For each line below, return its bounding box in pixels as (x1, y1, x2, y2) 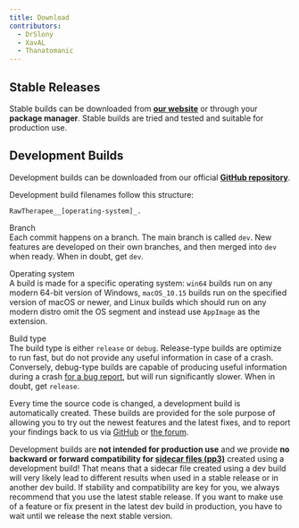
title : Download (9, 13, 70, 22)
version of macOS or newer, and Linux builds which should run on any (9, 296, 267, 307)
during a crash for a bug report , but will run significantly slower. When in (9, 370, 275, 381)
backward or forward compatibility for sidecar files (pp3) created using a (9, 453, 285, 464)
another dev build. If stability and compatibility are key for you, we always (9, 481, 280, 492)
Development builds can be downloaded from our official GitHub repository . (9, 172, 291, 183)
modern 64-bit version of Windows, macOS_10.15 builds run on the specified (9, 287, 287, 298)
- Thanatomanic (17, 47, 74, 55)
